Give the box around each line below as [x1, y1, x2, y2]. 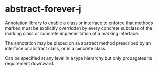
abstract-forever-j [5, 3, 82, 15]
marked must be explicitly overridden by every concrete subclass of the [5, 25, 153, 31]
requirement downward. [5, 60, 55, 66]
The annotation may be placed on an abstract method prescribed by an [5, 40, 151, 46]
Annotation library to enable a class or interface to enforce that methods [5, 20, 153, 26]
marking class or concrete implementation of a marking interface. [5, 30, 139, 36]
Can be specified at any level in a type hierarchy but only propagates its [5, 55, 153, 61]
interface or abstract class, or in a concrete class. [5, 45, 107, 51]
